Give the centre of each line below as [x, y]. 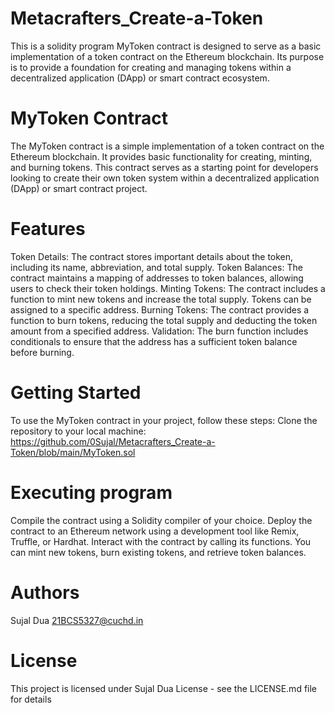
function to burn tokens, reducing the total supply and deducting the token [164, 320]
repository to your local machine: [78, 431]
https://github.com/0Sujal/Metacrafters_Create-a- [113, 441]
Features [48, 229]
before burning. [42, 352]
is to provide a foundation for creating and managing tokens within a [151, 67]
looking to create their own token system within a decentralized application [165, 178]
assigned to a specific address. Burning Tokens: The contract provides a [160, 309]
